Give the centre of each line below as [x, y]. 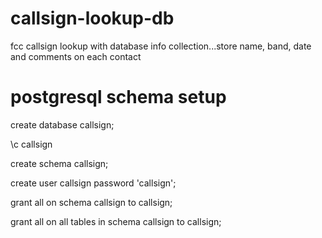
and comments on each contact [76, 56]
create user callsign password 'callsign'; [93, 183]
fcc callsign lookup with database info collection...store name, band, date [161, 46]
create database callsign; [62, 124]
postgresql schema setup [118, 97]
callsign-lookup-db [92, 18]
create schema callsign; [59, 163]
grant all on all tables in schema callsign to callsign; [116, 221]
